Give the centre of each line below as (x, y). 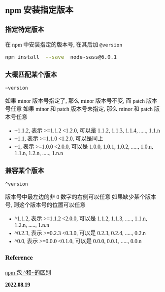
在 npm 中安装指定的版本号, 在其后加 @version (64, 45)
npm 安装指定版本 (39, 10)
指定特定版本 (25, 30)
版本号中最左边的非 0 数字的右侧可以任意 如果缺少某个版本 (81, 197)
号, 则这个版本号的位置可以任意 (45, 205)
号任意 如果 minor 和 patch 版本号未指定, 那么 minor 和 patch (79, 109)
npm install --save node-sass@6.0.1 (61, 57)
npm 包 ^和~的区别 (28, 273)
